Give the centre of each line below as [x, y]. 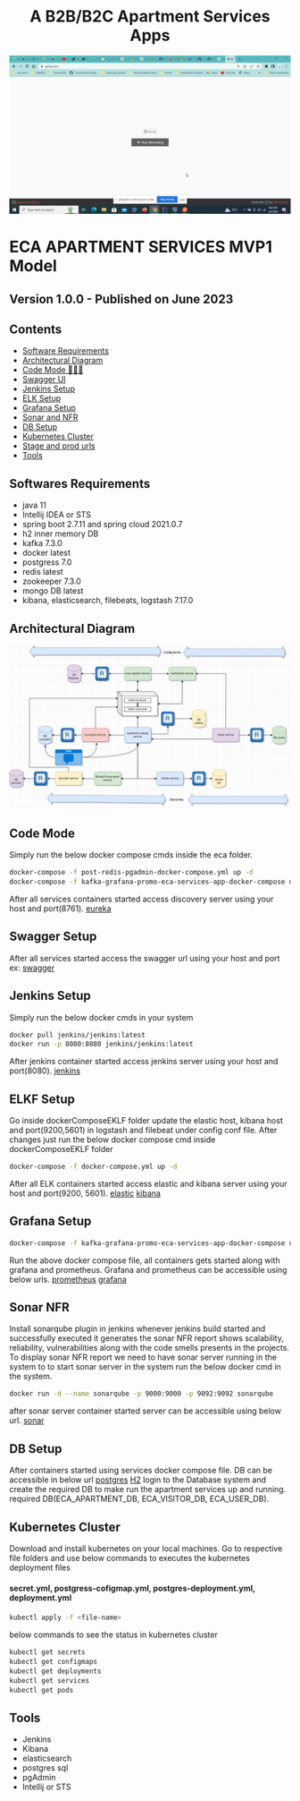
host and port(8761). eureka [60, 908]
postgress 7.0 [47, 562]
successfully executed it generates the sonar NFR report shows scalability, [146, 1338]
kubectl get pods [42, 1690]
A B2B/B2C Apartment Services [150, 17]
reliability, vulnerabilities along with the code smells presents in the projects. [150, 1348]
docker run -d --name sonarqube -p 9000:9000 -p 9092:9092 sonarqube [142, 1394]
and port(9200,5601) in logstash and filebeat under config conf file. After [143, 1131]
